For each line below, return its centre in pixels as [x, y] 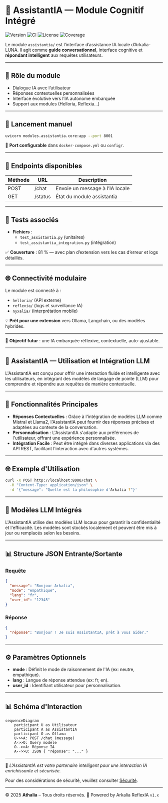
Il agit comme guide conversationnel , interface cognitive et [81, 50]
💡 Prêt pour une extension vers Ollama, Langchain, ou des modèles [75, 320]
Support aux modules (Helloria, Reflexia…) [56, 104]
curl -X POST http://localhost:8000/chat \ [51, 481]
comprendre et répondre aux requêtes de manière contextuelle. [70, 384]
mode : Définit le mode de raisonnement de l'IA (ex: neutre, [73, 670]
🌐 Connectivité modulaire [46, 278]
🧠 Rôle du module [33, 76]
